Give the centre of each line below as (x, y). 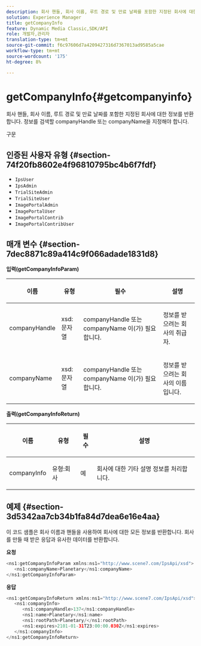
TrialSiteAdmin (34, 192)
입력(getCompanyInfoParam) (43, 269)
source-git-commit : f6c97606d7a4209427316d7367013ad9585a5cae (85, 46)
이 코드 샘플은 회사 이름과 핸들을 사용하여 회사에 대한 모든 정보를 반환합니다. (95, 532)
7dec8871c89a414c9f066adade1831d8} (82, 254)
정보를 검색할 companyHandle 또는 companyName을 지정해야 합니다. (106, 122)
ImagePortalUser (35, 212)
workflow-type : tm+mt (33, 51)
